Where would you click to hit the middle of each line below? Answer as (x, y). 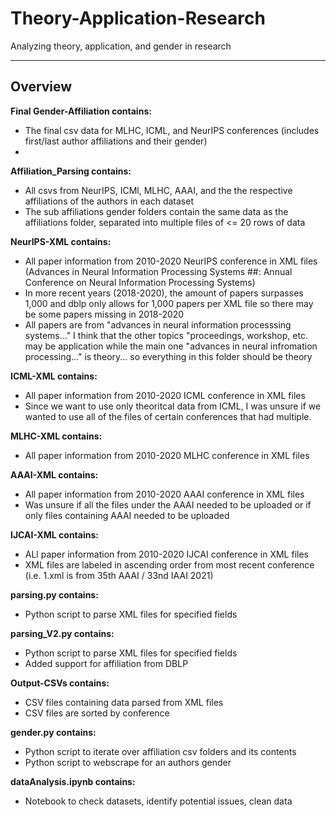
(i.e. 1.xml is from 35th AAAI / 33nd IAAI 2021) (119, 575)
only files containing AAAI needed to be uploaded (127, 515)
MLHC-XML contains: (56, 436)
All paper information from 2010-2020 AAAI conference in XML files (164, 494)
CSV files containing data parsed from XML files (124, 702)
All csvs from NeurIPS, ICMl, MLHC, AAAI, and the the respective (158, 190)
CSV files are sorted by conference (97, 713)
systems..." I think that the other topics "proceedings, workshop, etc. (166, 335)
